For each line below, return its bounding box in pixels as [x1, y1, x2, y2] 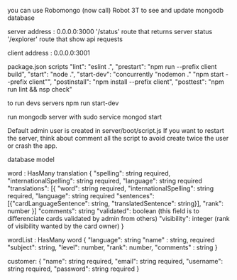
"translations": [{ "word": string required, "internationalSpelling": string [7, 184, 214, 193]
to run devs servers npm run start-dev [7, 99, 119, 107]
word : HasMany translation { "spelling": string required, [7, 169, 171, 177]
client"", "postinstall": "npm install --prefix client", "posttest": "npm [28, 77, 225, 86]
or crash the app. [7, 141, 58, 150]
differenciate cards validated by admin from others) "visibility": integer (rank [7, 215, 230, 222]
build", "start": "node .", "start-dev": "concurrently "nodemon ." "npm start [7, 70, 224, 78]
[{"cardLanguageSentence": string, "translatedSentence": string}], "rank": [7, 199, 224, 208]
